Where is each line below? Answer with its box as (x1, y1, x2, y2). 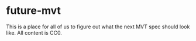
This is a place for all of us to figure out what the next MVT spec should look (6, 23, 190, 30)
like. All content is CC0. (6, 29, 63, 36)
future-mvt (6, 4, 61, 17)
